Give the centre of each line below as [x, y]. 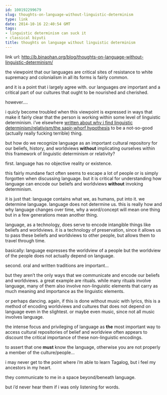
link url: [13, 57]
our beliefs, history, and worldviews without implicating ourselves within [80, 148]
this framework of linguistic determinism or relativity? [60, 153]
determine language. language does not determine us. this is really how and [83, 204]
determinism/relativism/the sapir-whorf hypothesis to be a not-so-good [79, 128]
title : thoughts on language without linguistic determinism [70, 43]
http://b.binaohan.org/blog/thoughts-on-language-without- [82, 57]
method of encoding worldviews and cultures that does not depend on [78, 306]
